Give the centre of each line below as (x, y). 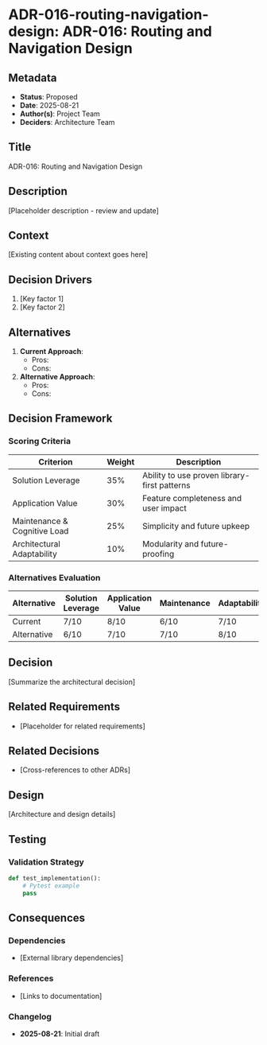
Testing (27, 839)
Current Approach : (51, 352)
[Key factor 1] (42, 299)
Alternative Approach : (57, 377)
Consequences (47, 918)
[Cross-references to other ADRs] (75, 770)
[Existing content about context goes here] (78, 254)
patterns (174, 485)
